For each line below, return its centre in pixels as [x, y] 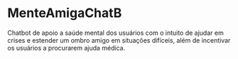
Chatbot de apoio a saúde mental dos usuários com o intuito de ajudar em [115, 33]
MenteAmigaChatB [65, 13]
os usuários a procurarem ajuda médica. [66, 48]
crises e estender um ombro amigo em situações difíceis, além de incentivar [119, 40]
